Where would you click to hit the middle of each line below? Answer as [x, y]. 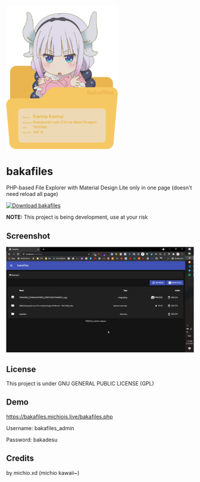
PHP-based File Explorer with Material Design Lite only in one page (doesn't [99, 188]
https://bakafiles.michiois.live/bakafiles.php [60, 416]
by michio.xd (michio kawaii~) [43, 472]
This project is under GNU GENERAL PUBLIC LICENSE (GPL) [80, 383]
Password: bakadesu [32, 440]
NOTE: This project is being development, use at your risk [77, 217]
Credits [20, 458]
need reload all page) [32, 194]
